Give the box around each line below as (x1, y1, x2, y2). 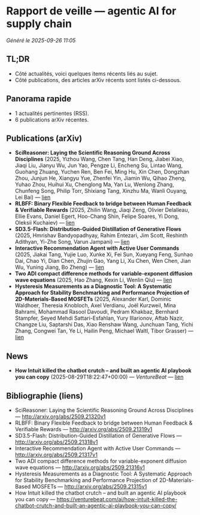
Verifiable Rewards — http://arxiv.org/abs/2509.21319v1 (14, 426, 153, 432)
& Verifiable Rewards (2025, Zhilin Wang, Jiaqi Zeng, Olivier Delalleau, (14, 207, 190, 214)
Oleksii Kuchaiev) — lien (14, 219, 75, 226)
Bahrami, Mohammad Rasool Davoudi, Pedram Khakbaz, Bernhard (14, 308, 178, 316)
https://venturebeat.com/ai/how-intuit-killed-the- (56, 496, 178, 502)
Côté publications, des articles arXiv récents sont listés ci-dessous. (14, 76, 181, 83)
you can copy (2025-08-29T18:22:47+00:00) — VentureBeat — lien (14, 373, 184, 381)
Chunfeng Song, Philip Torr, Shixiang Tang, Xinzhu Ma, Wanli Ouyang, (14, 187, 187, 195)
